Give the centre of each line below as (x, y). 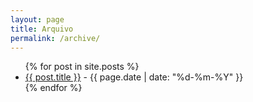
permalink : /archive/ (55, 38)
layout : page (37, 19)
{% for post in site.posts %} (82, 67)
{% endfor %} (53, 88)
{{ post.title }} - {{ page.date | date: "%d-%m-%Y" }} (134, 77)
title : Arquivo (42, 29)
